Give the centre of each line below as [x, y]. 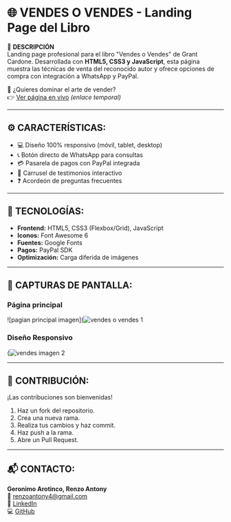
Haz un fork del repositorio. [56, 410]
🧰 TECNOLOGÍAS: [46, 211]
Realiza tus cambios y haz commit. [66, 426]
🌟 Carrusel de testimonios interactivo [69, 173]
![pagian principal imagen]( [45, 320]
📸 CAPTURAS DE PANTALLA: [70, 285]
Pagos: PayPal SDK [45, 250]
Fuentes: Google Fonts [49, 242]
